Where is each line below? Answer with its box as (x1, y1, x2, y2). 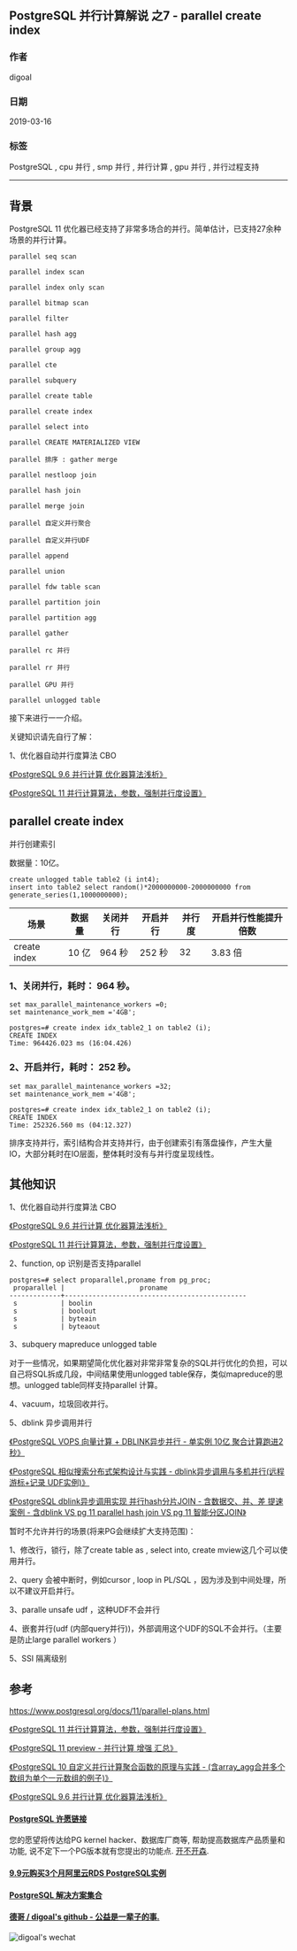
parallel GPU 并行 (9, 681, 74, 690)
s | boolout (12, 1307, 97, 1316)
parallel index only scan (9, 283, 104, 292)
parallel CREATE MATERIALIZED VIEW (9, 438, 141, 447)
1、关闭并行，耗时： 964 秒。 (9, 979, 135, 991)
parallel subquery (9, 376, 77, 385)
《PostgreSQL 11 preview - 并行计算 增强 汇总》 (9, 1743, 179, 1754)
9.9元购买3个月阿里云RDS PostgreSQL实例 (9, 1867, 166, 1878)
